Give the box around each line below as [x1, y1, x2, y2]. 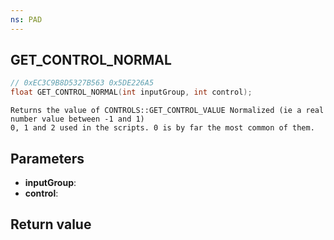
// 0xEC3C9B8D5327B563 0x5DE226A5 [10, 78, 155, 88]
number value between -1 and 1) [10, 114, 145, 125]
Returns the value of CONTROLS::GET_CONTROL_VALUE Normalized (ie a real [10, 106, 325, 116]
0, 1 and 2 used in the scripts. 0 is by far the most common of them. [10, 123, 315, 133]
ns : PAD [10, 14, 43, 25]
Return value [10, 216, 92, 233]
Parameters [10, 150, 85, 167]
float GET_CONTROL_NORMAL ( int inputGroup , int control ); [10, 87, 253, 98]
